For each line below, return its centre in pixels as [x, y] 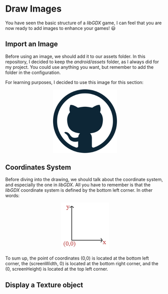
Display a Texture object [44, 285]
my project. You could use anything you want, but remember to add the [79, 67]
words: [12, 196]
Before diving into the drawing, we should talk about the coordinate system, [84, 180]
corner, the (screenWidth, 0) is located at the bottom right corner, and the [82, 264]
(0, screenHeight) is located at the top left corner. [57, 269]
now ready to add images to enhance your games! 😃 [60, 28]
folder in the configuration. [33, 72]
